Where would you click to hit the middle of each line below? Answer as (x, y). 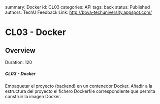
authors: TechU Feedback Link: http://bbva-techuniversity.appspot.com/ (79, 12)
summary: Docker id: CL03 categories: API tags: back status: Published (78, 7)
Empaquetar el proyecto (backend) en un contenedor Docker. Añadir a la (79, 86)
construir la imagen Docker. (33, 96)
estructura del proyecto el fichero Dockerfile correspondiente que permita (80, 91)
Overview (20, 51)
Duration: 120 (19, 62)
